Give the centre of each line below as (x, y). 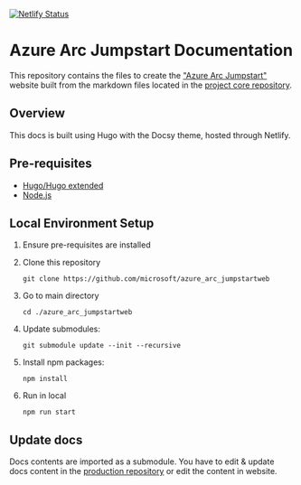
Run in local (44, 396)
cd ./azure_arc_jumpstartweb (77, 312)
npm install (45, 379)
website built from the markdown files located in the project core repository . (150, 85)
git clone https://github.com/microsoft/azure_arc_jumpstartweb (146, 279)
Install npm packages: (63, 362)
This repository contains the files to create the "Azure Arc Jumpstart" (138, 75)
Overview (38, 113)
